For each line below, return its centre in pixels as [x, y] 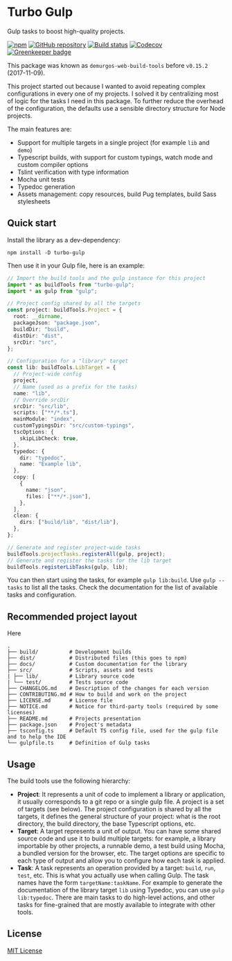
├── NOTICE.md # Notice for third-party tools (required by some [113, 707]
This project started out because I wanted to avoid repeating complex [106, 86]
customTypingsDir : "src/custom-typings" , [74, 426]
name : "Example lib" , [51, 464]
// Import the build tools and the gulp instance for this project [107, 278]
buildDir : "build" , [42, 329]
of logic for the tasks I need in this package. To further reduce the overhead [115, 100]
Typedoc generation [46, 186]
